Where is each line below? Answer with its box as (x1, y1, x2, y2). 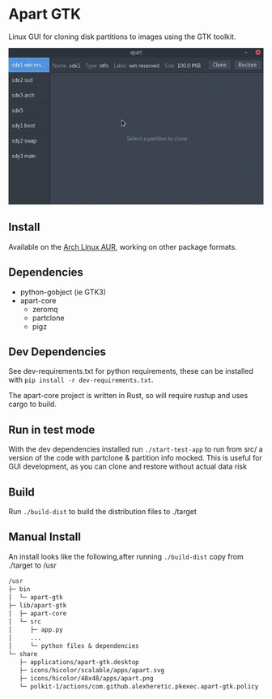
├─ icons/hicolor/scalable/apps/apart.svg (19, 666, 164, 674)
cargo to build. (8, 399, 57, 410)
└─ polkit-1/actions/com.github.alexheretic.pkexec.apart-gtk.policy (19, 682, 259, 690)
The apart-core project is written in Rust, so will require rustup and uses (8, 391, 249, 401)
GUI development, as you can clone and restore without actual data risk (8, 461, 247, 471)
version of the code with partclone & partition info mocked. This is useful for (8, 453, 263, 463)
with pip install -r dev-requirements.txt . (8, 375, 154, 385)
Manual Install (8, 530, 81, 544)
